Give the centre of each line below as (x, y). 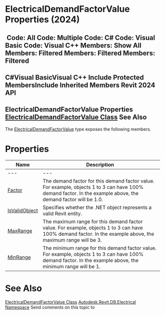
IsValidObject (23, 210)
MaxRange (20, 231)
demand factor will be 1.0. (73, 199)
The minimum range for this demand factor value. (99, 248)
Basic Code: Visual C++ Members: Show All (73, 45)
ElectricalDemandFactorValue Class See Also (76, 117)
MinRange (19, 257)
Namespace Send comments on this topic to (50, 307)
